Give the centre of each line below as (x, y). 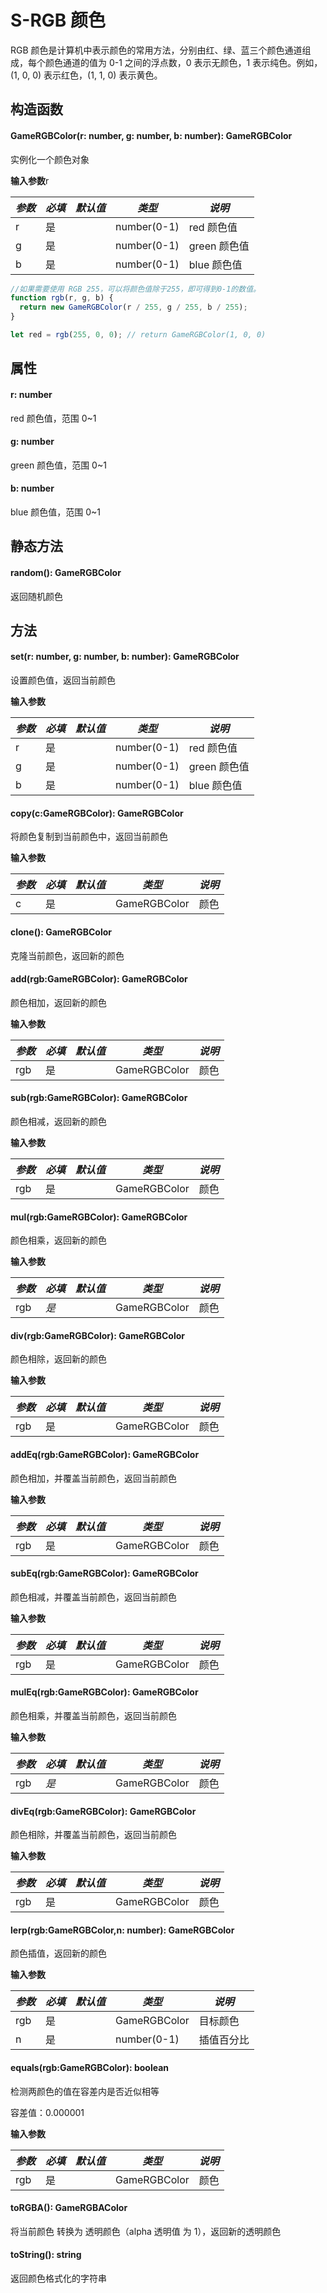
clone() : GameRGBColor (61, 932)
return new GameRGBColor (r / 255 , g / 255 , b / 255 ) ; (133, 307)
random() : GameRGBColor (66, 572)
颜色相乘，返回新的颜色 (58, 1240)
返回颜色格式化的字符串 (58, 2278)
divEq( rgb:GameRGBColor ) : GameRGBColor (103, 1811)
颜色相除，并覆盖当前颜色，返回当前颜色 (93, 1835)
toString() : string (46, 2255)
